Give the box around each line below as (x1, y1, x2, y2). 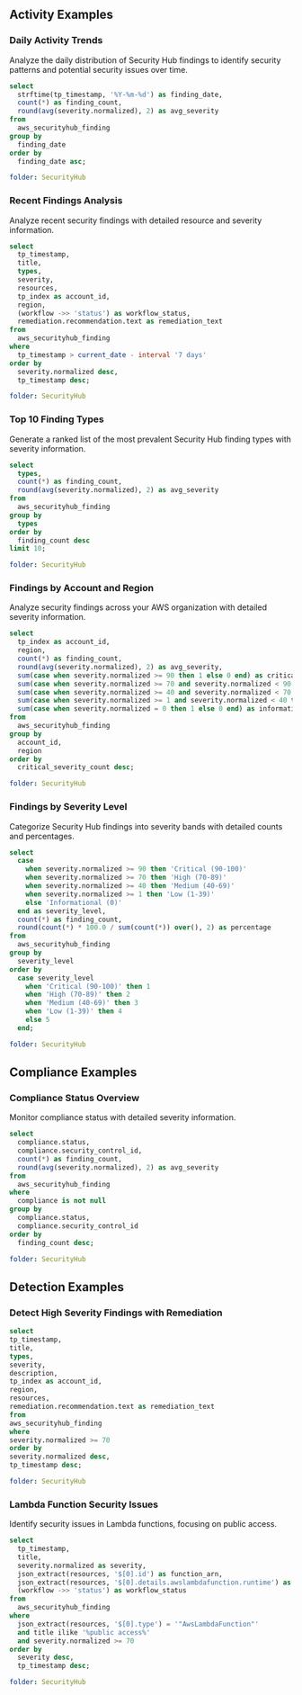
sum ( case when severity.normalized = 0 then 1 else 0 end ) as (17, 704, 255, 713)
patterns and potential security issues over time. (9, 64, 189, 75)
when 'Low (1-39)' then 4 (25, 1007, 123, 1016)
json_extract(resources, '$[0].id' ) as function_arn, (17, 1569, 223, 1578)
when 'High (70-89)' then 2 (25, 990, 130, 1000)
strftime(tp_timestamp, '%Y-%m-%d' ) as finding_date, (17, 90, 223, 99)
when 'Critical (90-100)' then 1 (25, 982, 151, 991)
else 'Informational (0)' (25, 898, 123, 907)
